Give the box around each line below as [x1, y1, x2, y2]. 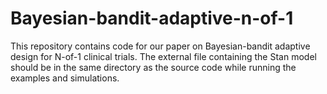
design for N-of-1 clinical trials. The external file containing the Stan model [10, 50, 317, 62]
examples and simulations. [10, 72, 120, 84]
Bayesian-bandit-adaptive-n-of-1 [10, 7, 294, 30]
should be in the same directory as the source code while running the [10, 61, 297, 73]
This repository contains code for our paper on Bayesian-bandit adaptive [10, 40, 311, 52]
